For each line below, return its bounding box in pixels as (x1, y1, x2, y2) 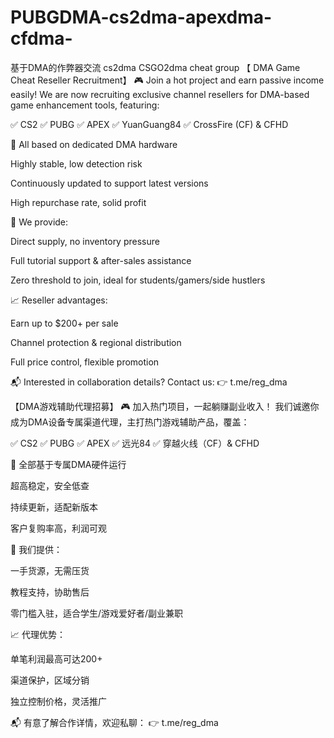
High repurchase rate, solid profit (10, 196, 147, 208)
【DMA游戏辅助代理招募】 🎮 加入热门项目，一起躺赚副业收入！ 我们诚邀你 (10, 400, 320, 412)
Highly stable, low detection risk (10, 157, 143, 170)
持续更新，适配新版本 (10, 501, 98, 513)
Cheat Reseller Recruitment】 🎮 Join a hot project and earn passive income (10, 74, 325, 86)
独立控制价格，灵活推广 (10, 695, 107, 707)
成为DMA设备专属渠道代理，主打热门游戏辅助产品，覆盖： (10, 416, 250, 428)
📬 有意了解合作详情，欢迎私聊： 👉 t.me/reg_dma (10, 716, 219, 728)
